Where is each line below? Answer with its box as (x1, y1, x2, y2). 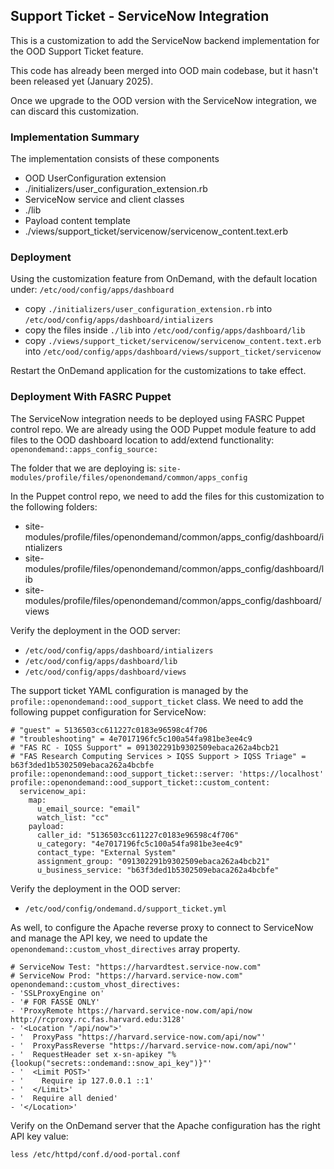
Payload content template (24, 215, 131, 227)
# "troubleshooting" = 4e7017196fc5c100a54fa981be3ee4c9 (10, 734, 253, 744)
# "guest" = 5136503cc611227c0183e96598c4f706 (10, 725, 208, 735)
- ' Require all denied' (10, 1093, 118, 1103)
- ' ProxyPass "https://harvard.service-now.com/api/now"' (10, 1032, 267, 1042)
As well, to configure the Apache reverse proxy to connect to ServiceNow (10, 921, 314, 933)
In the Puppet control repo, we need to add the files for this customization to (10, 490, 325, 502)
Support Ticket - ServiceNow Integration (10, 8, 270, 25)
